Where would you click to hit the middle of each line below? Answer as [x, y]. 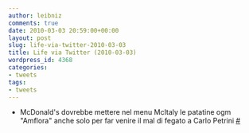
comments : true [33, 23]
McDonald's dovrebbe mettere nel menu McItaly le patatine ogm [125, 112]
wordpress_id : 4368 [41, 61]
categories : [28, 68]
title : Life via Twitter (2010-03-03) [72, 53]
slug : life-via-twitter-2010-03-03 [67, 45]
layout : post [30, 38]
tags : [17, 82]
